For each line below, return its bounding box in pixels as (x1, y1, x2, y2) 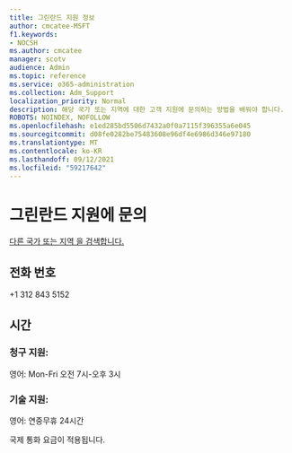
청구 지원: (9, 346, 49, 359)
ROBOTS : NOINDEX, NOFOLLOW (9, 113, 111, 122)
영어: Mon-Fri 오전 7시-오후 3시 (9, 369, 121, 379)
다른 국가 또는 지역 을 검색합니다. (9, 236, 125, 247)
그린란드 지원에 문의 (9, 205, 148, 225)
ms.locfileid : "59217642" (9, 163, 106, 172)
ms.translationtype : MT (9, 138, 99, 147)
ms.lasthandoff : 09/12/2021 (9, 154, 115, 164)
